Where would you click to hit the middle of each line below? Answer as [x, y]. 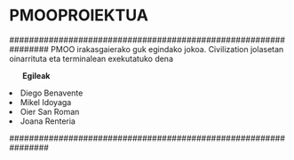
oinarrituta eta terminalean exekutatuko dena [91, 58]
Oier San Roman [50, 111]
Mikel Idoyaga [46, 102]
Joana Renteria [48, 121]
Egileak [36, 75]
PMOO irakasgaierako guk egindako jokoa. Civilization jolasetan [167, 49]
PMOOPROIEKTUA [79, 15]
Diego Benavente [52, 93]
